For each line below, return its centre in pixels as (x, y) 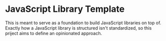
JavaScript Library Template (65, 9)
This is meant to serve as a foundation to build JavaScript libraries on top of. (83, 23)
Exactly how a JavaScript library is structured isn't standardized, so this (79, 28)
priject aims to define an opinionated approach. (54, 33)
